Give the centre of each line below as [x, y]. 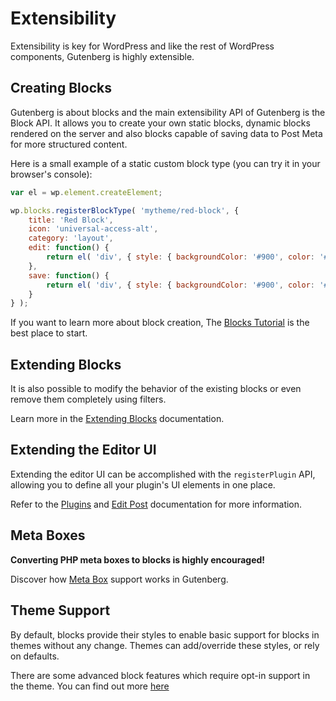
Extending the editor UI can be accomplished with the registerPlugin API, [163, 474]
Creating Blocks [61, 88]
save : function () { [69, 275]
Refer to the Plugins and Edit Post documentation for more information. [156, 504]
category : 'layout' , [71, 238]
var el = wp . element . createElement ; [86, 192]
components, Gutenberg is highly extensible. [102, 56]
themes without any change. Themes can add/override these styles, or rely [165, 645]
